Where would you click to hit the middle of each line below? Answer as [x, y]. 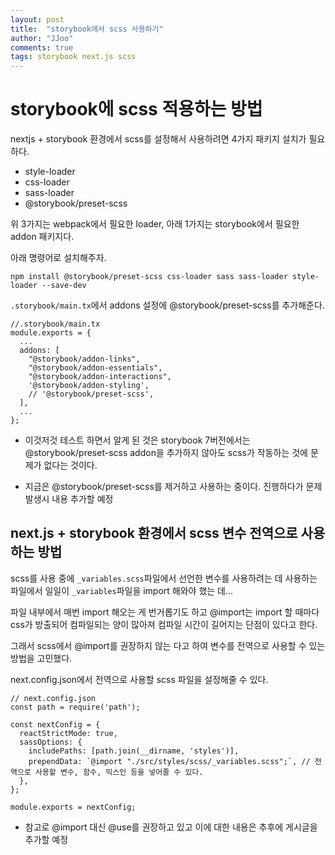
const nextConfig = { [55, 724]
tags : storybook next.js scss [73, 57]
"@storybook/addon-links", [84, 359]
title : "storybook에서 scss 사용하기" [87, 29]
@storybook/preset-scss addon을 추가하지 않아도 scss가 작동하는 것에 [166, 453]
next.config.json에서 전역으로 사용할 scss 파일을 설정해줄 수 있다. [139, 679]
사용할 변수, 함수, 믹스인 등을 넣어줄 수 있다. [119, 772]
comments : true [42, 47]
